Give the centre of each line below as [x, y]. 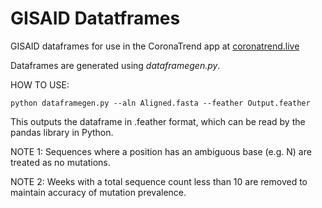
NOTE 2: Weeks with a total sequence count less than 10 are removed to [159, 181]
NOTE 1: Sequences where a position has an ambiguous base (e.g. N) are [161, 151]
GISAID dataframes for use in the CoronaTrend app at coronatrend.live [155, 46]
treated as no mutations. [60, 162]
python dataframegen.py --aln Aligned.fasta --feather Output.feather [160, 103]
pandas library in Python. [62, 132]
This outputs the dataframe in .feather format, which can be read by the [158, 121]
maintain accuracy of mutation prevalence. [98, 192]
